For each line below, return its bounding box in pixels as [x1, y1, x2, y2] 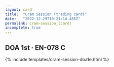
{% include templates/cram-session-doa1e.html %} [5, 56, 110, 62]
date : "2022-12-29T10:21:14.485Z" [5, 16, 80, 21]
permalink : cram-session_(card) [5, 21, 72, 26]
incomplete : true [5, 25, 41, 30]
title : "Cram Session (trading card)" [5, 12, 87, 17]
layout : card [5, 7, 32, 12]
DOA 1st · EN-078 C [5, 44, 66, 52]
